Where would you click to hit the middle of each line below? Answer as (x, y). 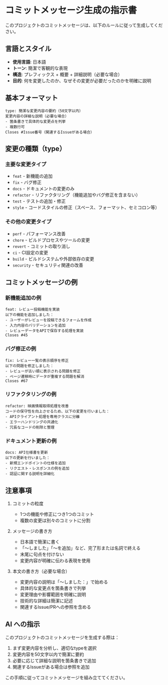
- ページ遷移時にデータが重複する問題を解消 (45, 376)
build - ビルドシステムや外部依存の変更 (53, 258)
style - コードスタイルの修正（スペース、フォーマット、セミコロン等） (86, 208)
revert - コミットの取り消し (41, 246)
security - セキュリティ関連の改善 (48, 265)
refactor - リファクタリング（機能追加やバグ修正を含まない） (76, 195)
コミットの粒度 (28, 503)
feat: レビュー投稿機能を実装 (33, 310)
